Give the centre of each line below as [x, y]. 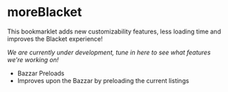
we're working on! [33, 59]
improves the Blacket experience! [55, 38]
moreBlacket [44, 12]
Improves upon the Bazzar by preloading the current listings [103, 80]
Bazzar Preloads [41, 73]
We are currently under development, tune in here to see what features [109, 52]
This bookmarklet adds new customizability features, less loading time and [114, 31]
